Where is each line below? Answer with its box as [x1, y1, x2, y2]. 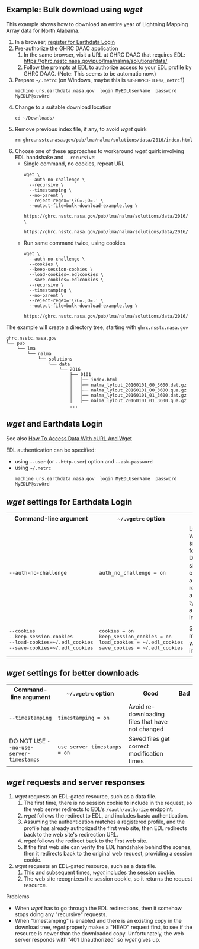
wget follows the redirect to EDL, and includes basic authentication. [23, 812, 188, 819]
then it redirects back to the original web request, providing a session [23, 850, 193, 857]
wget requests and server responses [6, 777, 145, 787]
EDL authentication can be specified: [6, 446, 97, 453]
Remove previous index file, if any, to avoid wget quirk [14, 125, 147, 133]
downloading [128, 710, 165, 719]
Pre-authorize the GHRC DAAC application [14, 45, 118, 52]
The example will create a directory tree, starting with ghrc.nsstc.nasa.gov [6, 324, 188, 331]
